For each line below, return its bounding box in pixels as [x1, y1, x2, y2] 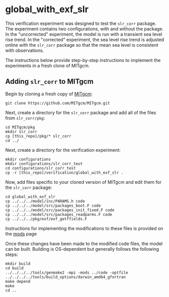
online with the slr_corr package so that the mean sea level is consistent [5, 42, 158, 48]
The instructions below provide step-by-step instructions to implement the [5, 57, 161, 63]
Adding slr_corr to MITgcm [5, 77, 94, 86]
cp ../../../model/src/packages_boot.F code [5, 203, 101, 208]
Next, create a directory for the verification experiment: [5, 147, 121, 153]
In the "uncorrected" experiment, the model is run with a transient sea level [5, 31, 162, 37]
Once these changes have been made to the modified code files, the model [5, 240, 163, 247]
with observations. [5, 47, 44, 53]
